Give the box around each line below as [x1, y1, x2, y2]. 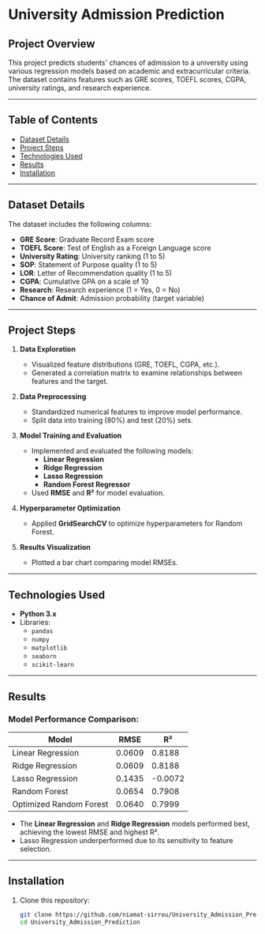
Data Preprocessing [19, 392, 87, 401]
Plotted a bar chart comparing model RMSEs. [31, 558, 178, 567]
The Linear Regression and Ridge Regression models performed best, [19, 819, 251, 828]
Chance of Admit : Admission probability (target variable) [19, 293, 205, 303]
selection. [19, 844, 52, 853]
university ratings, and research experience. [8, 83, 152, 92]
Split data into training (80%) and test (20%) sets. [31, 416, 193, 425]
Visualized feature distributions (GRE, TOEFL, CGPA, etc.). [31, 360, 220, 369]
